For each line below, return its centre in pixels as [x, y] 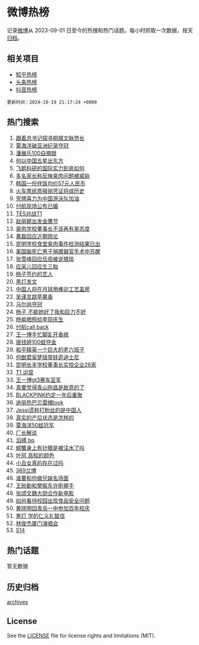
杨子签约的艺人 [34, 274]
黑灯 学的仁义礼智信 [40, 516]
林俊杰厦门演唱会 [37, 523]
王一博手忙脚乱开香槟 [42, 334]
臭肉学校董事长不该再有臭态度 [52, 229]
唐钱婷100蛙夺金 [36, 342]
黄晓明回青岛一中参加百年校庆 [52, 508]
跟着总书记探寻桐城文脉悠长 [50, 138]
